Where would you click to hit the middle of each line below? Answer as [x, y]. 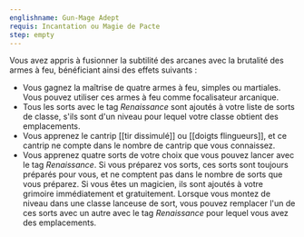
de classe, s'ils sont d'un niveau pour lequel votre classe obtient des [150, 117]
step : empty [32, 35]
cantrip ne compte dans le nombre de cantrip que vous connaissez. [149, 145]
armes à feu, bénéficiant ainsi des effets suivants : [103, 70]
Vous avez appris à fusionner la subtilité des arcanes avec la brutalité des [147, 61]
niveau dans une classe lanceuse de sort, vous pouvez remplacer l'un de [159, 203]
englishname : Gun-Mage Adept [64, 18]
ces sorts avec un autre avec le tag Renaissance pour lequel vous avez [155, 213]
